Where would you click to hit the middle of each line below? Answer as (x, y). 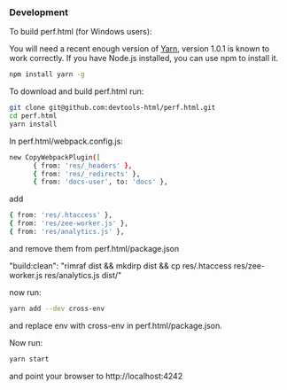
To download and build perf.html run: (77, 91)
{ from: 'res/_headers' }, (82, 166)
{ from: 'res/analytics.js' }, (67, 232)
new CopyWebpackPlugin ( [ (55, 157)
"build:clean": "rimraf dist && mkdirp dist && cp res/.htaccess (120, 265)
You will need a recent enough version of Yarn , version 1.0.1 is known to (140, 49)
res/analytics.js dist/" (83, 275)
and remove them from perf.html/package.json (94, 248)
